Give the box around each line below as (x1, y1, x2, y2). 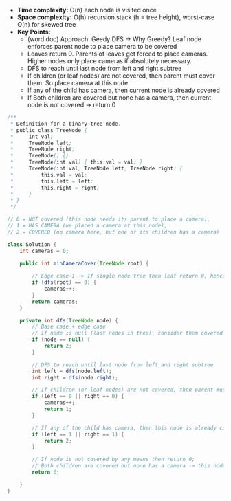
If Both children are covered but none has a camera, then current (27, 93, 212, 102)
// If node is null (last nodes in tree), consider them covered (32, 330, 223, 337)
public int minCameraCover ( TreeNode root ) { (19, 260, 149, 267)
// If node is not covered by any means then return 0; (32, 456, 195, 463)
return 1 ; (43, 405, 72, 412)
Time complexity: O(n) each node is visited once (16, 6, 157, 14)
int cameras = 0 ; (19, 247, 69, 254)
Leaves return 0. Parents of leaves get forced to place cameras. (27, 49, 208, 58)
